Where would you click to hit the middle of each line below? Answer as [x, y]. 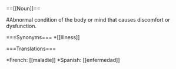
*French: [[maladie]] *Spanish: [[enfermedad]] [63, 60]
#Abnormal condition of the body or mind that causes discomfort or [88, 20]
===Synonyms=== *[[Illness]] [43, 37]
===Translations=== [31, 49]
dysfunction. [21, 26]
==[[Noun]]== [23, 8]
